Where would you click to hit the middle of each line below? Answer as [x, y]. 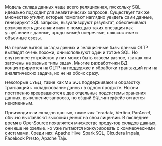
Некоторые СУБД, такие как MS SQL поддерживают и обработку [73, 82]
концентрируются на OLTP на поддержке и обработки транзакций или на [81, 68]
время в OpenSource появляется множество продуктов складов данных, [81, 123]
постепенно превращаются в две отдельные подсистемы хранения [75, 93]
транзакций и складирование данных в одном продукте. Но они [72, 88]
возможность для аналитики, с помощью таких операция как [69, 28]
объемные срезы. [24, 38]
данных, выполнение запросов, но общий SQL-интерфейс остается [75, 98]
